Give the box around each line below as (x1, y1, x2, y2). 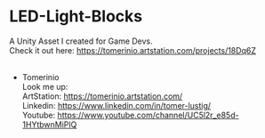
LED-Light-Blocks (9, 6, 143, 27)
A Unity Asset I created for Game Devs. (9, 36, 153, 46)
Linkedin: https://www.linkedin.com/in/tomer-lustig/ (21, 100, 212, 110)
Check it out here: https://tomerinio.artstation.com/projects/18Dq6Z (9, 45, 256, 55)
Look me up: (21, 81, 68, 92)
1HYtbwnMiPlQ (21, 118, 77, 130)
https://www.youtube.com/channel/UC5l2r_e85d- (57, 110, 239, 120)
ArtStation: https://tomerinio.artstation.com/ (21, 91, 183, 101)
